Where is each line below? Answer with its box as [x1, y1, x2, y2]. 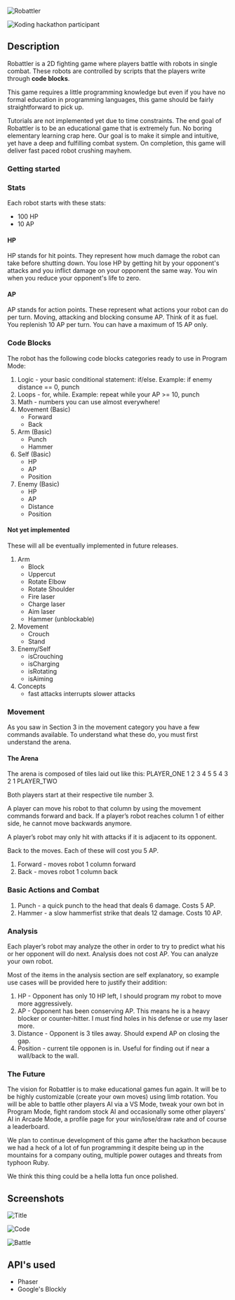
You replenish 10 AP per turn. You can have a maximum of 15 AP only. [7, 321, 208, 329]
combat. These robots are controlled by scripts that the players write [7, 67, 206, 75]
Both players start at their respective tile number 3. [7, 791, 154, 799]
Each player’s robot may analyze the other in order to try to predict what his [7, 942, 226, 951]
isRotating [27, 667, 58, 675]
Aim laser [27, 607, 55, 615]
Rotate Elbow [27, 577, 67, 586]
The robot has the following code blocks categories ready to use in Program [7, 354, 227, 362]
